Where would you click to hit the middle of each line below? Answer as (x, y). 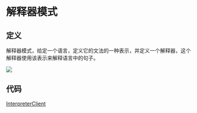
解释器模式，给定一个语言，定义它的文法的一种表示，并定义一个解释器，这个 (98, 51)
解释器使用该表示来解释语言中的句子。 (52, 58)
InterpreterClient (26, 104)
